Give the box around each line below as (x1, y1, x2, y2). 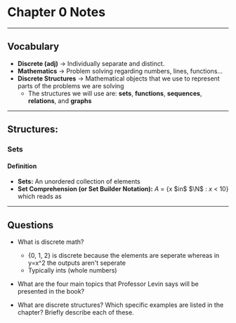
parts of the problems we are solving (17, 81, 124, 90)
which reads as (17, 192, 62, 200)
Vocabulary (7, 41, 60, 53)
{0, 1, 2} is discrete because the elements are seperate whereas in (27, 252, 220, 260)
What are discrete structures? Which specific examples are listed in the (17, 301, 224, 309)
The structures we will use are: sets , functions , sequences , (27, 89, 202, 97)
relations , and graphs (27, 96, 92, 105)
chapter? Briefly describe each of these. (17, 308, 135, 317)
